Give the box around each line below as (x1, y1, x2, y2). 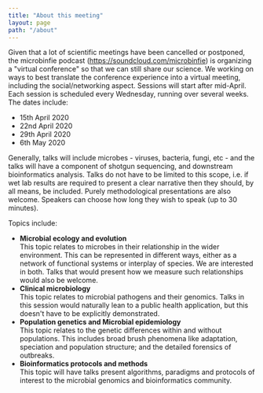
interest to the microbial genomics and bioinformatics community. (19, 376, 232, 385)
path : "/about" (8, 26, 58, 34)
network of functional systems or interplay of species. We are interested (19, 259, 254, 268)
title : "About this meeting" (8, 11, 104, 20)
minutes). (8, 204, 39, 213)
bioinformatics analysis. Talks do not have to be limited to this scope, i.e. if (8, 170, 249, 179)
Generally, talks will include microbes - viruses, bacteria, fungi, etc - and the (8, 153, 255, 163)
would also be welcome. (19, 276, 98, 285)
